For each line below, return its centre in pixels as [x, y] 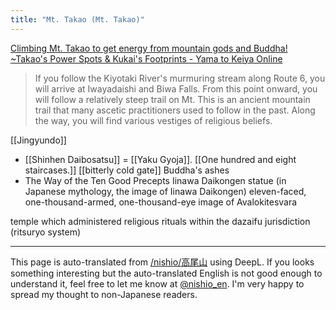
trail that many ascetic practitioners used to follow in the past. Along [175, 110]
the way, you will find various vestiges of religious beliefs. [153, 120]
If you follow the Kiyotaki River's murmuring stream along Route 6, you [180, 78]
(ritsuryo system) [46, 232]
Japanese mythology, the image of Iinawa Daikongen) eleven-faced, [165, 191]
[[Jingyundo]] [38, 140]
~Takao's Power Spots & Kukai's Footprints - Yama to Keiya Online [146, 58]
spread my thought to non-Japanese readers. [104, 294]
